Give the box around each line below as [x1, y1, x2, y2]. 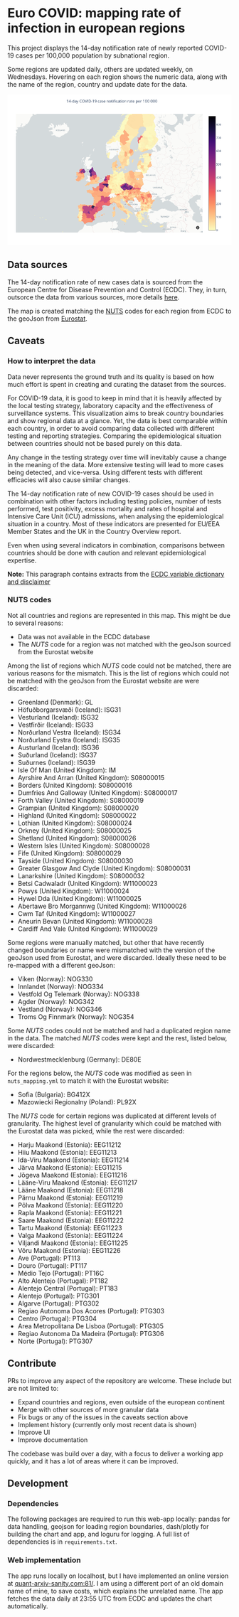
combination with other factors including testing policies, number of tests [7, 496, 222, 506]
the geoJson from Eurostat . [7, 314, 87, 323]
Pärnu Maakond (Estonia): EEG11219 [17, 1193, 123, 1202]
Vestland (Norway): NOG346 [17, 1005, 102, 1013]
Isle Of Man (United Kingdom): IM [17, 766, 116, 774]
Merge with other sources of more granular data [17, 1405, 159, 1414]
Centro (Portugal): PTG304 [17, 1314, 97, 1323]
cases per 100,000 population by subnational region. [15, 51, 170, 60]
